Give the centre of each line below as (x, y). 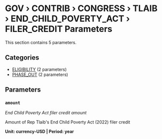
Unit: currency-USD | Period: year (39, 132)
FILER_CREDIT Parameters (59, 29)
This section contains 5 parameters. (41, 42)
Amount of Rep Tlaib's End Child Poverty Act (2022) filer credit (68, 122)
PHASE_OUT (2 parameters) (40, 74)
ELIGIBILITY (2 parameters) (39, 69)
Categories (22, 58)
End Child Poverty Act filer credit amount (46, 113)
